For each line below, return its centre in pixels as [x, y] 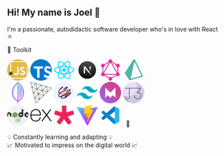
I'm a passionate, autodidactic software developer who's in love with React [113, 29]
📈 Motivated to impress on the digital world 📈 [73, 145]
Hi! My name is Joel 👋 [54, 13]
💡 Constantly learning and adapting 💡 [60, 137]
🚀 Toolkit [20, 49]
